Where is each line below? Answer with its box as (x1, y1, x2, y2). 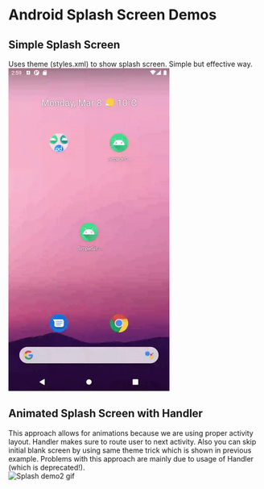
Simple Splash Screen (8, 38, 121, 52)
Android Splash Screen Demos (8, 6, 217, 24)
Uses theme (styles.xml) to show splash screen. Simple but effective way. (8, 59, 253, 69)
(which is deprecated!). (8, 462, 86, 472)
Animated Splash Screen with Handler (8, 407, 204, 420)
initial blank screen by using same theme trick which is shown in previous (8, 445, 252, 455)
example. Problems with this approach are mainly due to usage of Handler (8, 453, 254, 463)
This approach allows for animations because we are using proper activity (8, 428, 254, 437)
